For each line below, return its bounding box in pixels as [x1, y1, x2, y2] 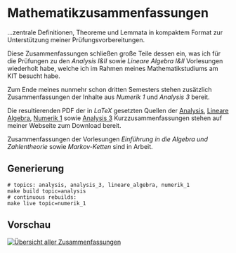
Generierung [7, 163, 65, 175]
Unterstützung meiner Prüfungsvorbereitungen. [7, 35, 145, 44]
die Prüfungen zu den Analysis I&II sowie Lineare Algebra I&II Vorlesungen [7, 56, 223, 65]
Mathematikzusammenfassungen [7, 5, 209, 21]
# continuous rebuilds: [7, 193, 77, 201]
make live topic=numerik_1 [7, 200, 86, 207]
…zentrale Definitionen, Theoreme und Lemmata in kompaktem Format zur [7, 28, 223, 37]
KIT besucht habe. [7, 72, 61, 80]
